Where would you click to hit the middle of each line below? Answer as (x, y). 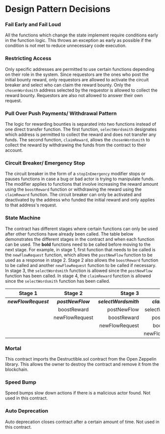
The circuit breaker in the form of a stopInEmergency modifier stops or (75, 174)
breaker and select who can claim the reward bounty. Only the (68, 85)
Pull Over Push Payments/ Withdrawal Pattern (61, 113)
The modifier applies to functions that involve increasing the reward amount (82, 184)
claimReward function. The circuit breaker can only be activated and (73, 195)
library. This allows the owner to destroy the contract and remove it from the (82, 364)
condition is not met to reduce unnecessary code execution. (66, 46)
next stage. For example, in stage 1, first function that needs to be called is (80, 249)
